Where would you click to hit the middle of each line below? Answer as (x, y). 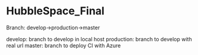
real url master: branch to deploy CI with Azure (64, 45)
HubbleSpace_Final (55, 11)
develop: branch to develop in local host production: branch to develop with (99, 39)
